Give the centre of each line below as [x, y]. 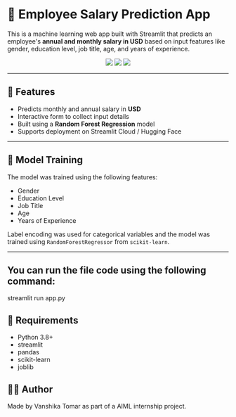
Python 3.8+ [35, 338]
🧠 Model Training [45, 160]
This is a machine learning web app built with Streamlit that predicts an [110, 34]
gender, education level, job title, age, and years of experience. [99, 49]
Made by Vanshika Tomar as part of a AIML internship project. [97, 406]
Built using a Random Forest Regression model [86, 124]
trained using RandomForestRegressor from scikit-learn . [88, 241]
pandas [28, 352]
